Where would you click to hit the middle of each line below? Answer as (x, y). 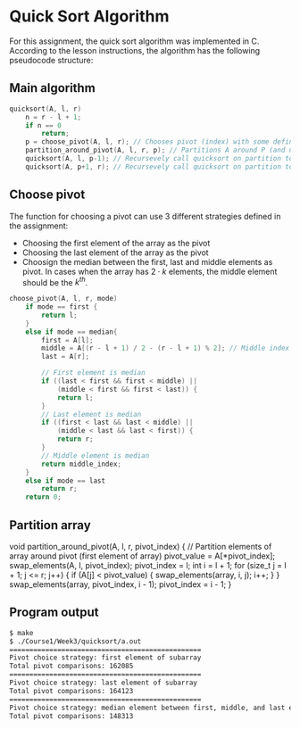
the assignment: (39, 226)
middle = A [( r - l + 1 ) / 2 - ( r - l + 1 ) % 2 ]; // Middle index (166, 348)
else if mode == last (65, 480)
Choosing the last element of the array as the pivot (115, 253)
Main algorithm (52, 88)
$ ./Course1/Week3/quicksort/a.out (75, 641)
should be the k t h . (55, 281)
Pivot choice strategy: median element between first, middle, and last (147, 708)
